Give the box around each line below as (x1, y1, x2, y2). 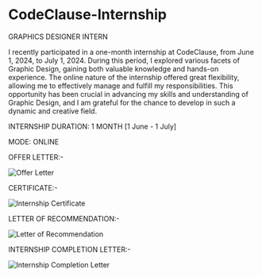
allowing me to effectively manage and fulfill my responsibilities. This (8, 81, 233, 90)
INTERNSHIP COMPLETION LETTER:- (8, 244, 131, 254)
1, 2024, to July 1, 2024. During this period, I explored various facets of (8, 56, 241, 65)
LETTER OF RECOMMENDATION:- (8, 214, 120, 223)
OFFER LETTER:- (8, 152, 64, 162)
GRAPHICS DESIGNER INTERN (8, 32, 109, 41)
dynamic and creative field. (8, 106, 98, 116)
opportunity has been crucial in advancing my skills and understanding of (8, 89, 249, 98)
